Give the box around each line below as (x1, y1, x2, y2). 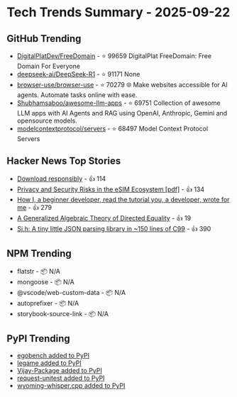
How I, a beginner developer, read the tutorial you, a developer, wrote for (16, 195, 230, 203)
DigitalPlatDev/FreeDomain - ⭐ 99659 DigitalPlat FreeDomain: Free (16, 52, 212, 60)
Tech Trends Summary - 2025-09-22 (6, 4, 231, 21)
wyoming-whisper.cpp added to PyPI (16, 381, 126, 390)
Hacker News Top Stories (6, 155, 121, 167)
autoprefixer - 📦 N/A (16, 298, 79, 307)
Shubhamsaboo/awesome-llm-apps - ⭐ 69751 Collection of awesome (16, 99, 221, 107)
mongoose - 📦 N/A (16, 277, 75, 286)
